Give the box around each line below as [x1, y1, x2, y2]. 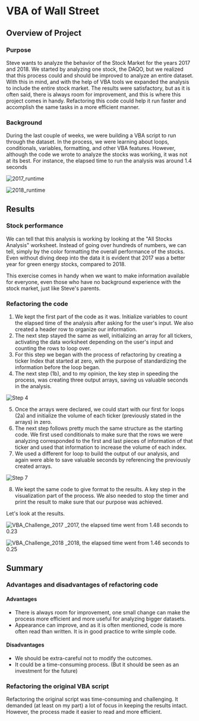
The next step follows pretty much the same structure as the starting [14, 425, 183, 432]
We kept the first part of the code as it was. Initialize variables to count [14, 313, 188, 320]
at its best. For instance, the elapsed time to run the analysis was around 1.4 [6, 157, 192, 164]
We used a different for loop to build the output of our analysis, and [14, 450, 179, 457]
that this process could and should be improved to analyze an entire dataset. [6, 71, 194, 79]
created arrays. [14, 463, 52, 470]
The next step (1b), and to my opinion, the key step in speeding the [14, 370, 178, 377]
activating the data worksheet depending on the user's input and [14, 338, 173, 346]
